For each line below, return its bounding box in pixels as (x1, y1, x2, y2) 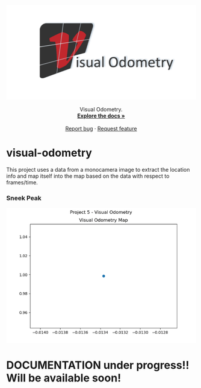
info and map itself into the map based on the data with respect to (6, 172, 170, 180)
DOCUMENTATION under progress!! (6, 358, 190, 372)
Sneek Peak (6, 193, 42, 202)
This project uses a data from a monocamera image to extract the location (6, 166, 190, 173)
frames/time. (6, 178, 38, 186)
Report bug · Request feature (65, 125, 137, 132)
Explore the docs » (77, 112, 125, 119)
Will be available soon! (6, 371, 122, 384)
